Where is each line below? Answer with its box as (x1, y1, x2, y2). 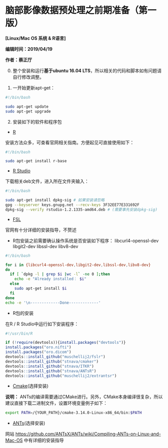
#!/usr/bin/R (5, 331, 33, 336)
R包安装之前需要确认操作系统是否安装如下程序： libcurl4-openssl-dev (12, 237, 159, 244)
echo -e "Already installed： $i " (14, 277, 87, 282)
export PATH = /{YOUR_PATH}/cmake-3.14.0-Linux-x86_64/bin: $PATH (5, 410, 142, 415)
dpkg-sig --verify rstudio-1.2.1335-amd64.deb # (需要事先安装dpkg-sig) (5, 207, 158, 212)
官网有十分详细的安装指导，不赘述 (5, 227, 77, 233)
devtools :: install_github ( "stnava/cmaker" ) (5, 359, 99, 364)
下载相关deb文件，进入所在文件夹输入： (5, 178, 89, 185)
